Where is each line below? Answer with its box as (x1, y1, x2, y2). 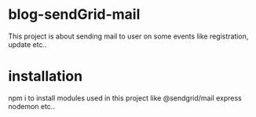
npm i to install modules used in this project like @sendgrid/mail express (8, 93, 242, 103)
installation (8, 68, 83, 86)
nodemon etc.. (8, 101, 55, 111)
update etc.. (8, 39, 47, 49)
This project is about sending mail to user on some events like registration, (8, 31, 249, 41)
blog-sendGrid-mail (8, 5, 141, 24)
